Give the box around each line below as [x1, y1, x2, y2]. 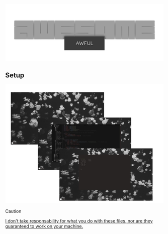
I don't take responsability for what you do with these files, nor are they [5, 217, 153, 224]
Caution [5, 208, 22, 214]
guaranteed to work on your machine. [5, 223, 83, 229]
